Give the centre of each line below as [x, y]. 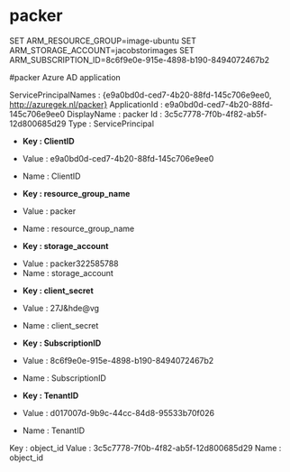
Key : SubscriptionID [62, 343]
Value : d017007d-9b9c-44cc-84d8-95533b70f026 [118, 412]
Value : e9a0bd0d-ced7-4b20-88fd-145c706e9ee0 [118, 158]
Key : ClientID [48, 141]
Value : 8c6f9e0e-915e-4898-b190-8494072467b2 [118, 360]
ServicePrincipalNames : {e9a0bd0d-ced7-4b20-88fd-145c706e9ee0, [140, 95]
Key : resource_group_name [76, 193]
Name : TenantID [54, 430]
